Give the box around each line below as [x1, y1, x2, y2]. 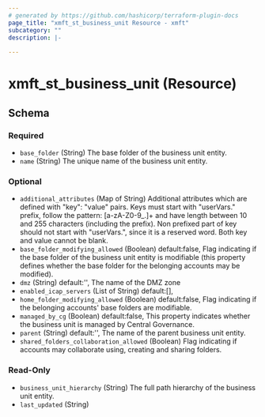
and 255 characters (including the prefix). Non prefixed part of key [19, 219, 237, 229]
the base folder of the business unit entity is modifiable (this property [19, 253, 246, 262]
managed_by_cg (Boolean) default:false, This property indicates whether [19, 311, 251, 321]
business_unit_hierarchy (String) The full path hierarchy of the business [19, 382, 256, 392]
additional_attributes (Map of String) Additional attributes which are [19, 194, 248, 204]
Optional [8, 175, 42, 186]
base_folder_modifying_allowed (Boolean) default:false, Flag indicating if [19, 244, 257, 254]
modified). [19, 269, 54, 279]
